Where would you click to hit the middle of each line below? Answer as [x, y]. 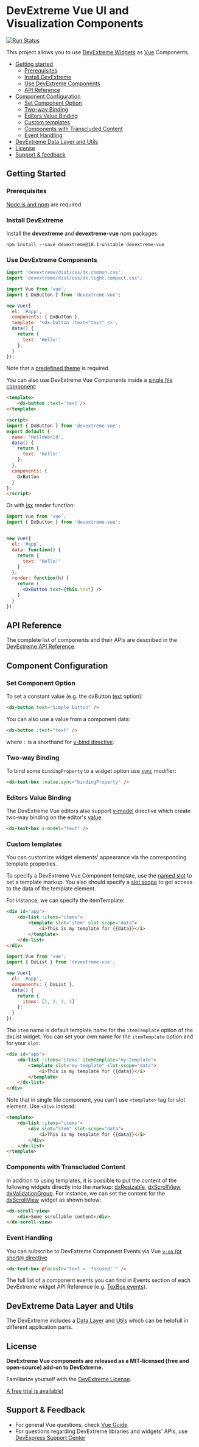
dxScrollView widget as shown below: [54, 1200]
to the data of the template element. [51, 889]
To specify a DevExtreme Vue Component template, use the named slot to [99, 876]
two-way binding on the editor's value [54, 817]
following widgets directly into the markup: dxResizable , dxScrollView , [94, 1187]
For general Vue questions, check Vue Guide [71, 1424]
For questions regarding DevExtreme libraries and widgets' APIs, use [101, 1431]
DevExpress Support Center [50, 1437]
